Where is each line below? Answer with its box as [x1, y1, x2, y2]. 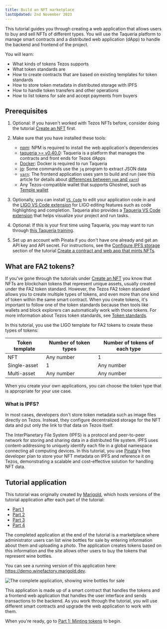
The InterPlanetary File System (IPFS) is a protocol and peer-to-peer [5, 432, 145, 438]
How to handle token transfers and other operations [12, 87, 119, 93]
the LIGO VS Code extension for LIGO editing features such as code [12, 202, 152, 208]
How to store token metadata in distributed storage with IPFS [12, 82, 138, 88]
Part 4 [12, 522, 25, 528]
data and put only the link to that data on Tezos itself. [5, 422, 114, 428]
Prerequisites [5, 107, 48, 115]
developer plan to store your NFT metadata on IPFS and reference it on [5, 453, 151, 459]
